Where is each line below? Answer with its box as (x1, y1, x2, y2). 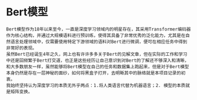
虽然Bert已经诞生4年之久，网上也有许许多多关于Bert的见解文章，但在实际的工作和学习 (6, 51, 188, 57)
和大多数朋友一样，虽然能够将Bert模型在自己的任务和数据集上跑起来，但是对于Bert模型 (6, 64, 189, 69)
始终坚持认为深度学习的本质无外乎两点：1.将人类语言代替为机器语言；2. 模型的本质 (10, 82, 186, 88)
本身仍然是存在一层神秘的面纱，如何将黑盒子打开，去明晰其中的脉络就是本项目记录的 (6, 70, 181, 76)
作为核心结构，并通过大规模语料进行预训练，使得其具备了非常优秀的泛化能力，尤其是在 (6, 32, 186, 38)
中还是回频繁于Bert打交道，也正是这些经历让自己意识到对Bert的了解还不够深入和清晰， (6, 57, 189, 64)
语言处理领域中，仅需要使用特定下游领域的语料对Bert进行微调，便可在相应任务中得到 (10, 39, 188, 45)
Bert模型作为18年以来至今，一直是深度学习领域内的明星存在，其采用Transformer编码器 (6, 26, 191, 32)
